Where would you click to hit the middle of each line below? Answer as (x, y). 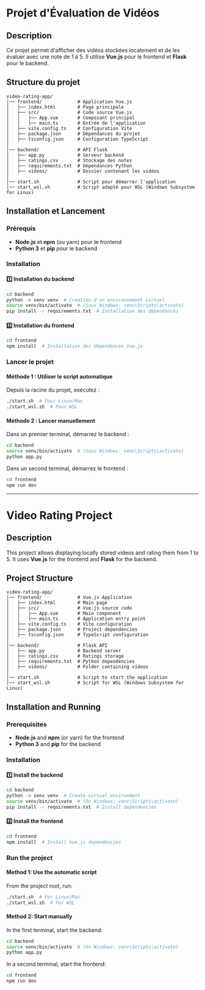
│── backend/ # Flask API (57, 646)
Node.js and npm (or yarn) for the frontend (70, 737)
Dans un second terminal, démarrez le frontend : (67, 468)
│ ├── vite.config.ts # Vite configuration (69, 624)
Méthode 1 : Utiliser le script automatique (59, 376)
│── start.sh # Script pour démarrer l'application (91, 182)
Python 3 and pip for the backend (58, 744)
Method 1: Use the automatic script (52, 872)
